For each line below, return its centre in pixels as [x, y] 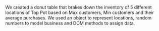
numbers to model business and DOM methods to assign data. [70, 23]
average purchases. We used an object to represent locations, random [78, 18]
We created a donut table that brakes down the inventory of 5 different [78, 7]
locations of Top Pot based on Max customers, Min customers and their [79, 12]
